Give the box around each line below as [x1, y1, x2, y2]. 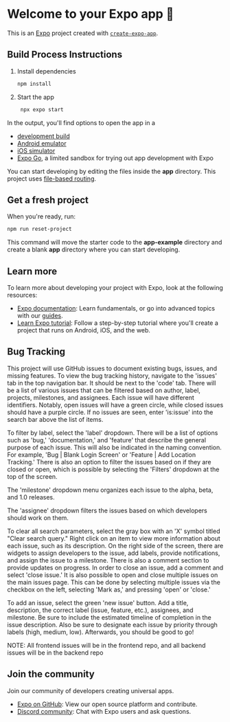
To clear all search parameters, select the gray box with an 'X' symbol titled [7, 527, 220, 535]
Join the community [7, 668, 95, 680]
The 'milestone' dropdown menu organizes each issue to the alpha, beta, [7, 486, 214, 494]
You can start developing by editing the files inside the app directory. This [7, 167, 216, 175]
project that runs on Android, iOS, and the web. [16, 326, 151, 334]
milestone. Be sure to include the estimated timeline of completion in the [7, 613, 211, 621]
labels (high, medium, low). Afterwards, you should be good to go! [7, 628, 194, 636]
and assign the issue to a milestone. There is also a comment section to [7, 556, 209, 564]
